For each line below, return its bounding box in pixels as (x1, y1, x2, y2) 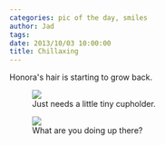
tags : (9, 30, 30, 39)
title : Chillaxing (9, 47, 79, 56)
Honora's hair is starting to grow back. (9, 72, 152, 82)
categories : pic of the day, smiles (9, 13, 148, 23)
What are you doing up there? (32, 125, 143, 136)
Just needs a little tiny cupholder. (32, 99, 156, 110)
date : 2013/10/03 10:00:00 (9, 38, 112, 48)
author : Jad (9, 22, 54, 31)
